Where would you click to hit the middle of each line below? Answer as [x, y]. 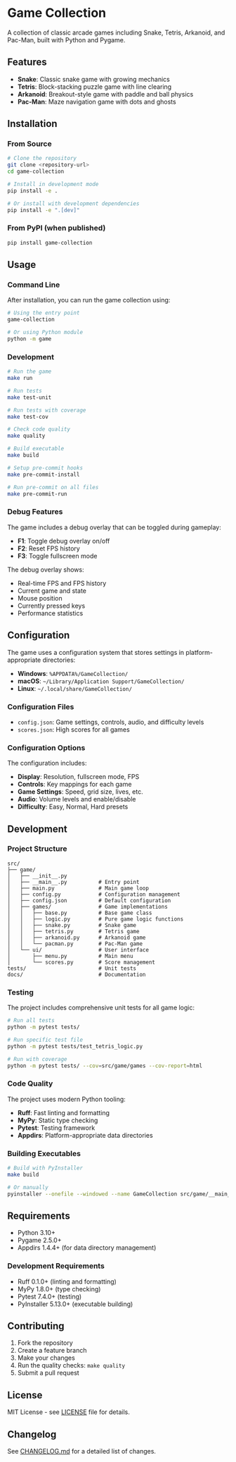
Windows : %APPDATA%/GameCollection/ [73, 673]
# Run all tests [31, 1021]
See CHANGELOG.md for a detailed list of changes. [82, 1451]
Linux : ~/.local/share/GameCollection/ [74, 688]
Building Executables [44, 1153]
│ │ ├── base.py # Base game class [80, 913]
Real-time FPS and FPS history [62, 583]
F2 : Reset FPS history [49, 548]
